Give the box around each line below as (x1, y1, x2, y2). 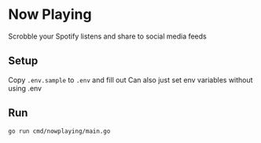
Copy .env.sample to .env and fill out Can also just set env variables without (8, 75, 253, 84)
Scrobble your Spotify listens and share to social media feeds (8, 31, 207, 41)
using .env (8, 83, 42, 93)
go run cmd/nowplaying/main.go (8, 127, 111, 135)
